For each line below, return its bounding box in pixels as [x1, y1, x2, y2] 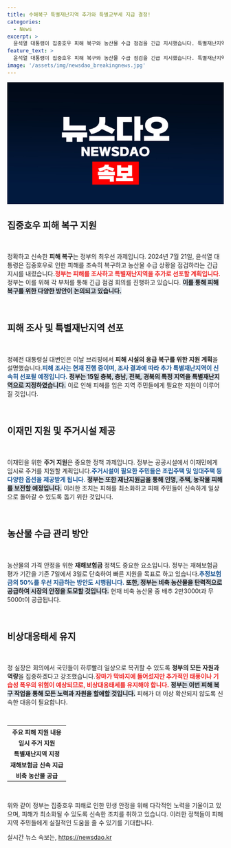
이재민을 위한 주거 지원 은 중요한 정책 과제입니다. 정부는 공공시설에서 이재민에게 [7, 458, 218, 466]
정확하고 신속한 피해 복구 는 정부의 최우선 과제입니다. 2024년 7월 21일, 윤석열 [7, 252, 213, 261]
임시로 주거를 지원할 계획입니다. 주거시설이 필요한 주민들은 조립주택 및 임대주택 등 [7, 466, 222, 475]
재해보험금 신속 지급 [10, 761, 64, 769]
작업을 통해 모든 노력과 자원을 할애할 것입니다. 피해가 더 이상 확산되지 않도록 [14, 690, 217, 698]
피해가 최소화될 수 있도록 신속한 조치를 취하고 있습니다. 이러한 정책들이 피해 [21, 810, 223, 818]
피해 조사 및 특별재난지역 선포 [7, 322, 124, 334]
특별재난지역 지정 [13, 749, 60, 758]
